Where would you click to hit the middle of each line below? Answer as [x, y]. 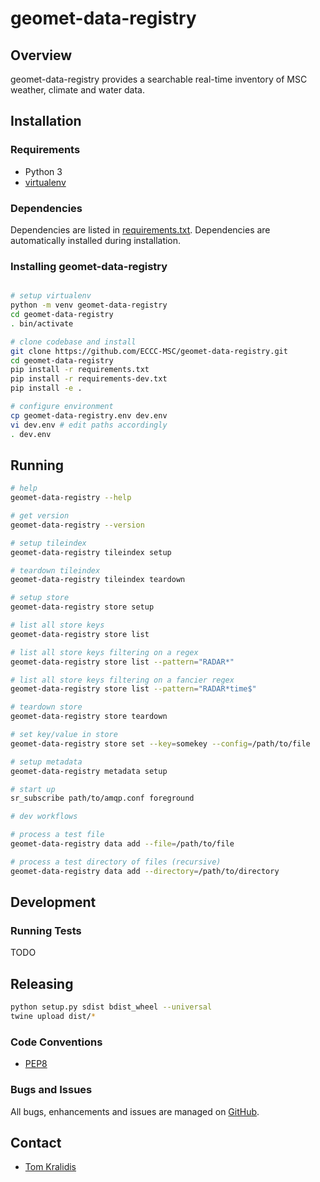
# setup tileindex [48, 543]
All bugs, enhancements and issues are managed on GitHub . [135, 1111]
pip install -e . [46, 388]
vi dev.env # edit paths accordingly [89, 425]
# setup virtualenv [51, 296]
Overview [41, 55]
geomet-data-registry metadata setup [89, 771]
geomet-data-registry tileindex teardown [98, 580]
